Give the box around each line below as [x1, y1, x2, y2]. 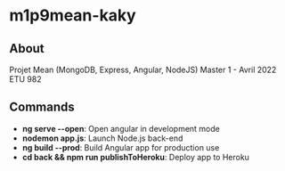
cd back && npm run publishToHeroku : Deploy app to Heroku [21, 151, 249, 162]
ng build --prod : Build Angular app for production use [21, 142, 220, 152]
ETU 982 [9, 74, 42, 85]
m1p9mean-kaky [9, 5, 136, 26]
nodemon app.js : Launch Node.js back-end [21, 133, 183, 143]
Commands [9, 100, 76, 115]
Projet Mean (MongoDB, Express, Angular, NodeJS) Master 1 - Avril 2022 [9, 64, 277, 75]
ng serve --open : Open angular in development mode [21, 123, 220, 134]
